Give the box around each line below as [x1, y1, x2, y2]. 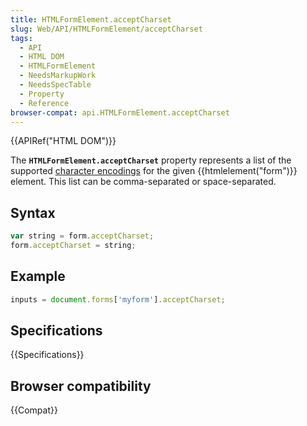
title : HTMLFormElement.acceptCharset [10, 14, 172, 25]
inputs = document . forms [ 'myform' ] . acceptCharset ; [10, 294, 226, 305]
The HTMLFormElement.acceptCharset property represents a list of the [10, 154, 292, 166]
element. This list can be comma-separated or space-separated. [10, 176, 277, 188]
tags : [10, 33, 33, 43]
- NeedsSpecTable [19, 80, 92, 90]
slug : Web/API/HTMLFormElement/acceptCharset [10, 24, 203, 34]
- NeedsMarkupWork [19, 71, 97, 81]
